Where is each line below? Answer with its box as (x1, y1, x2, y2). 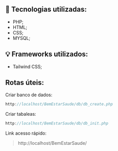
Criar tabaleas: (5, 111, 37, 117)
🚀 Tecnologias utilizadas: (5, 5, 87, 14)
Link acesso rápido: (5, 130, 47, 136)
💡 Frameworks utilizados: (5, 50, 88, 59)
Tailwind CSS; (12, 63, 42, 70)
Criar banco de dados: (5, 92, 53, 98)
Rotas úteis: (5, 78, 44, 87)
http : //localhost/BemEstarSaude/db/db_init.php (5, 121, 109, 126)
